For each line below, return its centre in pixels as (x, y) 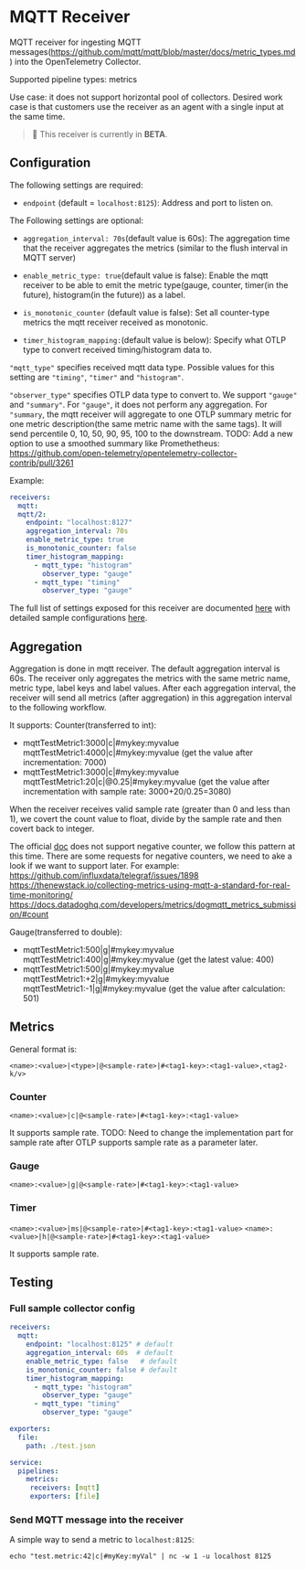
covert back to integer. (52, 828)
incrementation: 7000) (64, 763)
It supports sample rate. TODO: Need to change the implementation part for (152, 1133)
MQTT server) (49, 257)
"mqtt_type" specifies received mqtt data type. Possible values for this (142, 367)
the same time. (37, 116)
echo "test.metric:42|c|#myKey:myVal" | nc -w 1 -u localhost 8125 (141, 1556)
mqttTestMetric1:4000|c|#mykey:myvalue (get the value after (138, 753)
